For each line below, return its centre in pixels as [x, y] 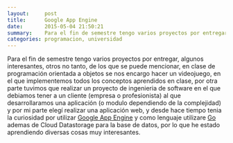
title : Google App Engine [52, 20]
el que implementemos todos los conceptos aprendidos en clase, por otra [112, 81]
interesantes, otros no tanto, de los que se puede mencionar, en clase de [111, 66]
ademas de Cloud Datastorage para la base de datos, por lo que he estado [114, 125]
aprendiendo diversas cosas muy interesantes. [74, 133]
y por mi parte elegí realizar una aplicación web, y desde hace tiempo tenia [114, 111]
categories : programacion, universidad [65, 39]
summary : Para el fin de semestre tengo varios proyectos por [103, 33]
